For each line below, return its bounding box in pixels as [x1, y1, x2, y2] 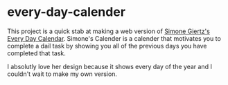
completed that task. [7, 49, 66, 57]
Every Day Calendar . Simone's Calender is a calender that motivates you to [7, 34, 222, 42]
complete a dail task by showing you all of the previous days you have [7, 41, 207, 50]
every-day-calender [7, 4, 126, 20]
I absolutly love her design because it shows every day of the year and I [7, 62, 213, 70]
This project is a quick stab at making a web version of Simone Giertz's [7, 27, 210, 35]
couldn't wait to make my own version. [7, 70, 118, 78]
